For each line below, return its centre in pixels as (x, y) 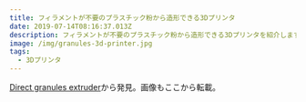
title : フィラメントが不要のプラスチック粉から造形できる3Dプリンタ (122, 18)
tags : (20, 52)
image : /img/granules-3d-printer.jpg (81, 43)
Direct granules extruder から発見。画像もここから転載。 (115, 87)
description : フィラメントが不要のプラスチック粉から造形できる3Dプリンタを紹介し (148, 35)
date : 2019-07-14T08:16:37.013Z (71, 26)
